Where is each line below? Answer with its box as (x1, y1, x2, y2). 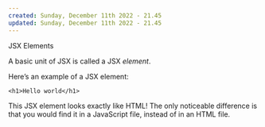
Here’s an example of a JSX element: (8, 71, 129, 81)
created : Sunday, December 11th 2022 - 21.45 (8, 11, 162, 20)
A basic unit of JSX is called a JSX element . (8, 56, 151, 66)
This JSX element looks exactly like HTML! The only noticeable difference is (8, 101, 257, 110)
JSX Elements (8, 40, 54, 50)
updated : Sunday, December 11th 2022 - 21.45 (8, 19, 162, 27)
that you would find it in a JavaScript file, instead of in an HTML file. (8, 109, 231, 119)
